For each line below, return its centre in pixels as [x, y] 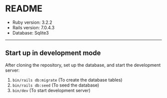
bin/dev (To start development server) [51, 90]
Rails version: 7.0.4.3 [33, 27]
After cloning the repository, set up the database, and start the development [83, 65]
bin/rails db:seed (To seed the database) [56, 85]
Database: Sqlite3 [30, 33]
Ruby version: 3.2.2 [32, 22]
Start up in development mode [53, 53]
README [24, 9]
